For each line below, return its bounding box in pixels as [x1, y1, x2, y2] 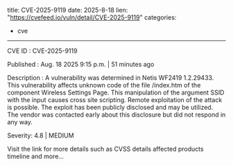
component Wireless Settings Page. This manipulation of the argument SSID [7, 88, 225, 97]
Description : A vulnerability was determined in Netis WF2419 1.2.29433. [7, 74, 214, 82]
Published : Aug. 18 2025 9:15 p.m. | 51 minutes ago [7, 60, 155, 68]
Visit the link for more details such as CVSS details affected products [7, 145, 204, 153]
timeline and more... [7, 152, 64, 160]
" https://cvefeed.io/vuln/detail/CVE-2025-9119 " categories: [7, 13, 177, 22]
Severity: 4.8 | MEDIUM [7, 131, 74, 140]
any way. [7, 118, 33, 126]
